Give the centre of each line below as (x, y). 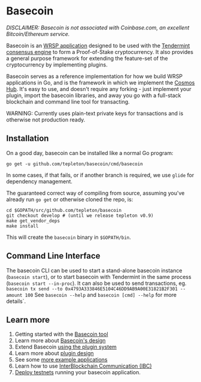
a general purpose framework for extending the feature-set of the (87, 58)
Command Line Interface (53, 256)
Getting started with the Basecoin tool (62, 334)
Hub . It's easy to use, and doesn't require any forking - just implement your (99, 89)
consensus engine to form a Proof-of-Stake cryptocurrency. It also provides (100, 51)
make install (22, 226)
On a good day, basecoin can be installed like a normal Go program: (90, 153)
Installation (28, 139)
